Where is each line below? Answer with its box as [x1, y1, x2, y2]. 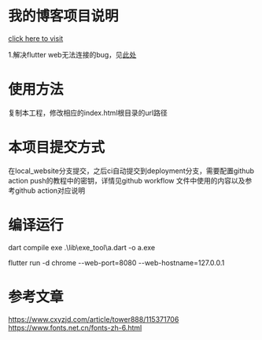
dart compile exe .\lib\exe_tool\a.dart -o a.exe [8, 242, 156, 252]
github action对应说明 [14, 186, 86, 195]
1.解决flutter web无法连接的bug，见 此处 [8, 50, 137, 59]
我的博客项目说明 [8, 7, 120, 25]
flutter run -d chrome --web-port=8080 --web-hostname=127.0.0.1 [8, 257, 225, 268]
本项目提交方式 [8, 139, 105, 157]
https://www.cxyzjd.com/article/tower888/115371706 [8, 314, 179, 323]
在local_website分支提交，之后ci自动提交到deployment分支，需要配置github [8, 166, 254, 176]
